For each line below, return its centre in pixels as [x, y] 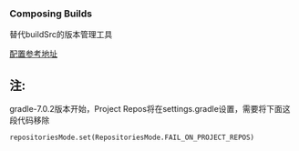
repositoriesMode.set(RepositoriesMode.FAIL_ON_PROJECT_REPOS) [132, 138]
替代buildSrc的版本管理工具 [61, 35]
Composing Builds [51, 14]
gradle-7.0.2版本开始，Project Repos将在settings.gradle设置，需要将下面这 [150, 109]
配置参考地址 [33, 54]
